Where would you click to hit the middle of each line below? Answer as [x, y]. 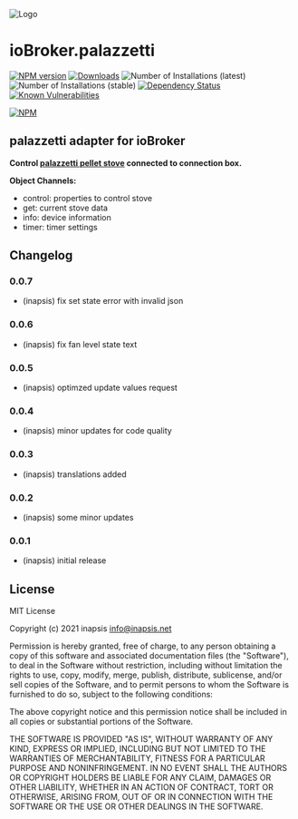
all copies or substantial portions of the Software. [101, 722]
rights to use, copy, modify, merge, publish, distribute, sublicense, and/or [146, 675]
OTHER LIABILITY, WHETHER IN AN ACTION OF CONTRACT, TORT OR [141, 787]
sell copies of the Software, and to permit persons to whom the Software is [149, 685]
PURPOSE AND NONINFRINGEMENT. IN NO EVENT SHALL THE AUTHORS [149, 768]
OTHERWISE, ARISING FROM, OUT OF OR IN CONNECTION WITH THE [141, 797]
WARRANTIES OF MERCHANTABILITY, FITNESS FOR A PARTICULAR [137, 758]
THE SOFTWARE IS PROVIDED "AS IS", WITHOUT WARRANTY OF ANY [141, 739]
